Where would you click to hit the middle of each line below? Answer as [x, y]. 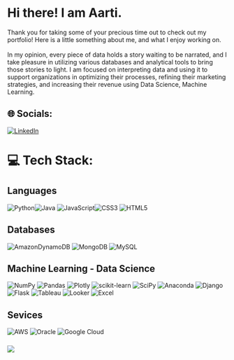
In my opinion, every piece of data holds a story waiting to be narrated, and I [117, 55]
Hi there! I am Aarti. [65, 13]
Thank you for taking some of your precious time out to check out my [107, 32]
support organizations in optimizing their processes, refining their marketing [117, 77]
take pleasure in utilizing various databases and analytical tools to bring [110, 62]
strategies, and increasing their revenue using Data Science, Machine [107, 84]
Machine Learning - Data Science [81, 269]
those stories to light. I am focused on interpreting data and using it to [108, 69]
